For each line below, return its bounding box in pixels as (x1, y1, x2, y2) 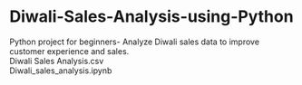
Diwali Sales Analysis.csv (9, 55, 104, 66)
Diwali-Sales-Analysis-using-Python (9, 6, 294, 27)
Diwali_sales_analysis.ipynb (9, 65, 112, 76)
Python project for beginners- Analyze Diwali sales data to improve (9, 36, 260, 47)
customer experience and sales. (9, 45, 130, 56)
